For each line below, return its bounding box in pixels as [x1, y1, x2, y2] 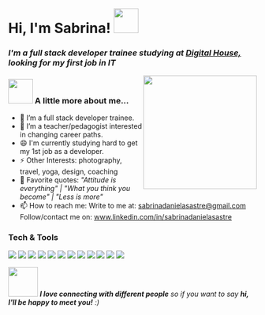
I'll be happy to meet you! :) [8, 297, 100, 307]
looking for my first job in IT [8, 58, 116, 69]
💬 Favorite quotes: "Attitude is [19, 175, 117, 185]
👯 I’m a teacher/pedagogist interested [19, 122, 142, 131]
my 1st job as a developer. [19, 147, 104, 156]
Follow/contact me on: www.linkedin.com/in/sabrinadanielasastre [19, 212, 233, 222]
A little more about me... [34, 96, 129, 107]
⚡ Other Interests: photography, [19, 156, 122, 165]
